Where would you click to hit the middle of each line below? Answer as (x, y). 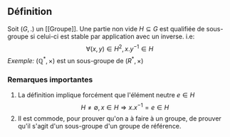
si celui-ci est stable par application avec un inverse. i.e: (112, 36)
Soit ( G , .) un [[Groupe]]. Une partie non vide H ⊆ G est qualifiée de (106, 28)
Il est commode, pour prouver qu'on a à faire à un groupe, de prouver (120, 119)
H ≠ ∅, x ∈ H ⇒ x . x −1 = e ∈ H (125, 107)
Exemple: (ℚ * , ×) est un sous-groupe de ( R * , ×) (75, 60)
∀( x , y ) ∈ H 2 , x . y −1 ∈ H (120, 48)
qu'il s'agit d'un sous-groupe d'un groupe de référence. (99, 126)
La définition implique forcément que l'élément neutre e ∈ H (106, 95)
